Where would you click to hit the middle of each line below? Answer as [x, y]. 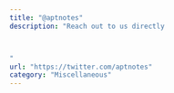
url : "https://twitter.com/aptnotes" [81, 67]
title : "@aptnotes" [46, 18]
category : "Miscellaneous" [61, 75]
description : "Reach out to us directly [87, 26]
